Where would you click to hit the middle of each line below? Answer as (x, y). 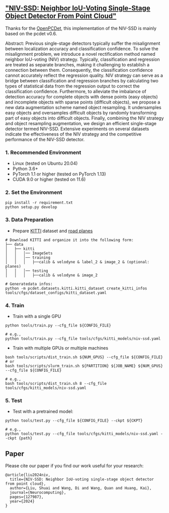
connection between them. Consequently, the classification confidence (79, 70)
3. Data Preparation (29, 220)
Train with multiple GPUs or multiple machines (60, 348)
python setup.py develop (31, 207)
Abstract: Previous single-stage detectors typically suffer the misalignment (83, 43)
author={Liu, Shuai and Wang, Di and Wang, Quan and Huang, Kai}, (81, 488)
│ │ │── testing (27, 271)
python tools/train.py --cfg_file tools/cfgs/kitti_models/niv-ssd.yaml (83, 339)
